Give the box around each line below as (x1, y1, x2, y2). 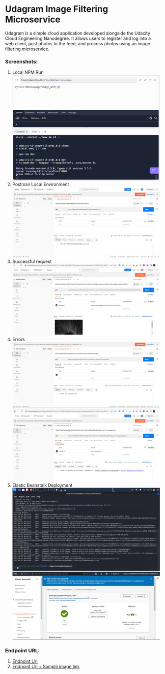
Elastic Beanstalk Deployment (12, 482, 73, 488)
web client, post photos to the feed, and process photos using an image (5, 40, 151, 46)
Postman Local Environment (12, 181, 69, 188)
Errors (12, 336, 25, 342)
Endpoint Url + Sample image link (12, 664, 80, 670)
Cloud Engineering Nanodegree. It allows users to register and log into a (5, 35, 151, 41)
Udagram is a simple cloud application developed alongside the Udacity (5, 30, 151, 36)
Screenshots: (5, 58, 38, 65)
